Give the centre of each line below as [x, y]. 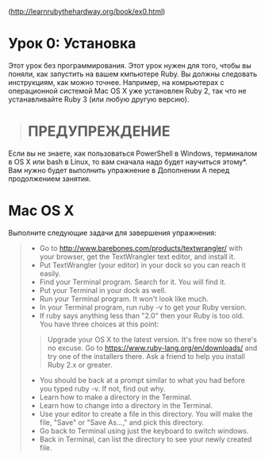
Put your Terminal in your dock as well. [103, 290]
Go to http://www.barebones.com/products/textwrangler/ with [141, 248]
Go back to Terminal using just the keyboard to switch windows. [144, 430]
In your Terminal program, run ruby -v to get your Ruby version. [143, 307]
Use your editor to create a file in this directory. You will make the [146, 414]
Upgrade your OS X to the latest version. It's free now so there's [152, 339]
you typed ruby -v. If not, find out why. [102, 388]
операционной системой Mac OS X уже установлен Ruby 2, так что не [127, 91]
